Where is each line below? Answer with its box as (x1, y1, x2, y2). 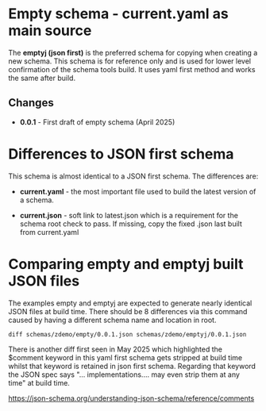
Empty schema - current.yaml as (8, 5, 229, 23)
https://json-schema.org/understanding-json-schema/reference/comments (8, 394, 255, 403)
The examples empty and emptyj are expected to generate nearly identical (8, 298, 253, 308)
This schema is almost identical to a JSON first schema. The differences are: (8, 171, 259, 181)
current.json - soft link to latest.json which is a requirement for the (19, 210, 238, 220)
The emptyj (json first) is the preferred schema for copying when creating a (8, 48, 258, 57)
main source (8, 21, 92, 40)
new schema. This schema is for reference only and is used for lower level (8, 56, 252, 66)
